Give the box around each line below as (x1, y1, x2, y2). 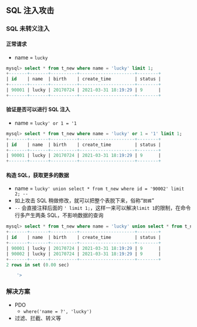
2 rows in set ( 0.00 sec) (6, 262, 69, 268)
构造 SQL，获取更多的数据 (6, 171, 69, 178)
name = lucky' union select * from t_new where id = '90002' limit (14, 185, 185, 192)
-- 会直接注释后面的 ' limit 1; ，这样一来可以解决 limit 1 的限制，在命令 (14, 205, 191, 212)
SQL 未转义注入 (6, 25, 50, 33)
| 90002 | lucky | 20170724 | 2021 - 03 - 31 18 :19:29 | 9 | (6, 251, 161, 257)
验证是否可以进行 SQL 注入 (6, 106, 70, 113)
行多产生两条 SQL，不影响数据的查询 (14, 212, 104, 219)
